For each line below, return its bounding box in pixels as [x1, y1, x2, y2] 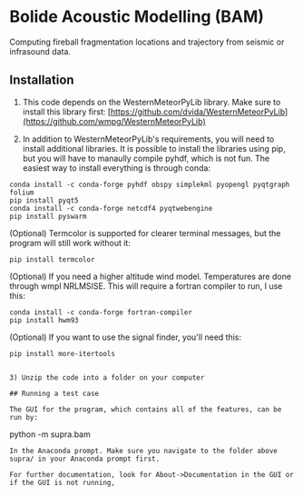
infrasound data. [9, 45, 71, 56]
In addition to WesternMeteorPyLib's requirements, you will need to [22, 134, 275, 144]
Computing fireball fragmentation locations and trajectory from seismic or [9, 36, 285, 47]
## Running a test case [9, 389, 100, 398]
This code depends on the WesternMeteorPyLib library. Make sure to [22, 96, 281, 107]
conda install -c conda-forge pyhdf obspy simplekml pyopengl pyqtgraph [9, 180, 290, 189]
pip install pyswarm [9, 212, 88, 221]
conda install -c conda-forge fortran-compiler [9, 307, 193, 317]
